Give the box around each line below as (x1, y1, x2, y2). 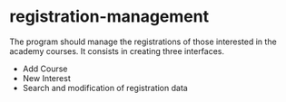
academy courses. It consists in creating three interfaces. (9, 45, 225, 56)
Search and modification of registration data (22, 82, 188, 93)
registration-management (9, 6, 210, 27)
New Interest (22, 72, 71, 83)
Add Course (22, 63, 68, 74)
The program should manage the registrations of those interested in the (9, 36, 277, 47)
